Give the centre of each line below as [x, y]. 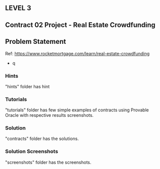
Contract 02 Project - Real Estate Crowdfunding [80, 25]
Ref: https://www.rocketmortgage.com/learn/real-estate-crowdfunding [78, 53]
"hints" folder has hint [27, 86]
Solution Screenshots [32, 151]
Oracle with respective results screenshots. [50, 115]
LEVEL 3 [18, 8]
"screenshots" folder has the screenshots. [48, 162]
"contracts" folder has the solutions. [42, 139]
